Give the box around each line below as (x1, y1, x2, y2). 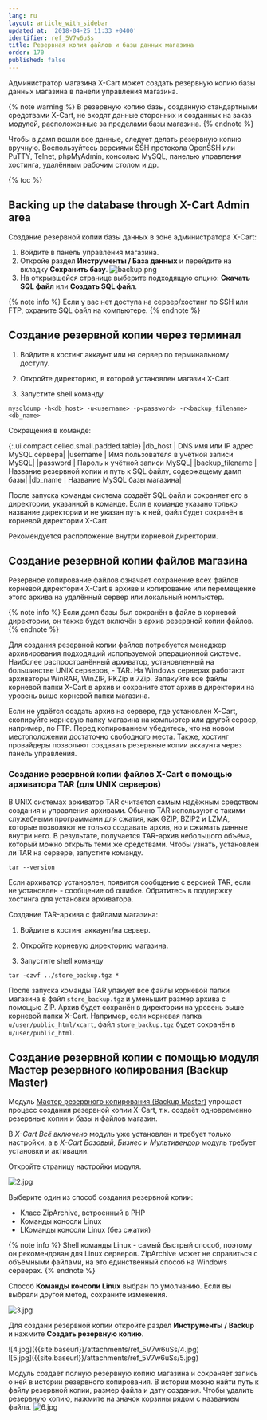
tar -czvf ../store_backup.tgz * (8, 971, 120, 980)
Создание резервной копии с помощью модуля (8, 1051, 260, 1064)
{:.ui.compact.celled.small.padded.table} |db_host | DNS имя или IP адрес (8, 440, 253, 451)
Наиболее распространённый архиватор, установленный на (8, 657, 214, 667)
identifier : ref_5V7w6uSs (8, 34, 94, 42)
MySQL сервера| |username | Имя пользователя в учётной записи (8, 449, 234, 459)
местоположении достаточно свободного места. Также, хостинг (8, 732, 230, 742)
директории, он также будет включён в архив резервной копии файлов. (8, 616, 254, 626)
